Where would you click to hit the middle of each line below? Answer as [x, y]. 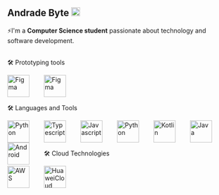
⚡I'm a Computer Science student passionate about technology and [107, 30]
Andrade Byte [38, 13]
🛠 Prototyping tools [36, 62]
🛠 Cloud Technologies [77, 153]
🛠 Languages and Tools [42, 107]
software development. [41, 40]
